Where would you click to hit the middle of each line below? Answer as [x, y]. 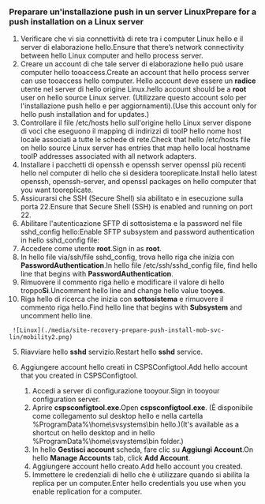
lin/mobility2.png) [41, 337]
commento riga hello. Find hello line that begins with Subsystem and [131, 307]
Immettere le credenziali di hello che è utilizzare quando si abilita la [141, 475]
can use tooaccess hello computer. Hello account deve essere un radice [138, 81]
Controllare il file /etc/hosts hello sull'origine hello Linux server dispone [136, 123]
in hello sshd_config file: [60, 240]
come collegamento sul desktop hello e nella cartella [118, 416]
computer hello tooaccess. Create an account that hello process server [135, 73]
